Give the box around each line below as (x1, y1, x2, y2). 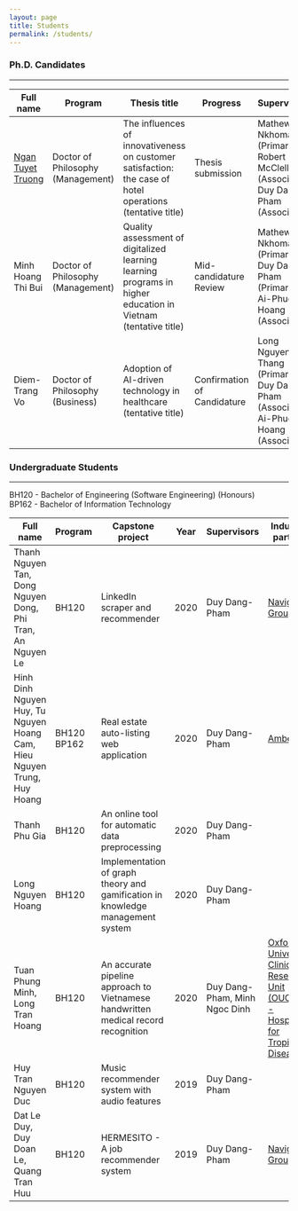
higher (122, 287, 151, 299)
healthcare (122, 396, 169, 408)
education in (122, 298, 175, 311)
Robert (257, 150, 286, 162)
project (118, 531, 149, 543)
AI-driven (122, 374, 164, 386)
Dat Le (13, 1109, 42, 1121)
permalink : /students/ (9, 29, 93, 38)
